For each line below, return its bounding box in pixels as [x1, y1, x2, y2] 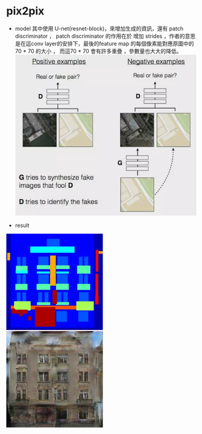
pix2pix [6, 4, 45, 18]
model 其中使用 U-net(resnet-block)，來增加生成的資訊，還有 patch [14, 25, 184, 32]
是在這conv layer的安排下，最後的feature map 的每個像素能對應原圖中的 [14, 40, 194, 47]
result [14, 222, 30, 229]
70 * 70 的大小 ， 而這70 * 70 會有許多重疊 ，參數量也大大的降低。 [14, 47, 182, 55]
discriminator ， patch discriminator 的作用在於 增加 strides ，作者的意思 [14, 32, 196, 40]
